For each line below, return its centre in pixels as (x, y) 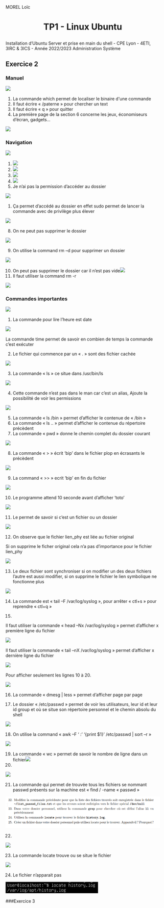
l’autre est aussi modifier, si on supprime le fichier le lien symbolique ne (85, 576)
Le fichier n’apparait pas (37, 875)
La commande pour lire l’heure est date (52, 320)
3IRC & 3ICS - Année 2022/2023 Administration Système (63, 49)
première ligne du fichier (30, 631)
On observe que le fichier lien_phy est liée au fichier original (73, 537)
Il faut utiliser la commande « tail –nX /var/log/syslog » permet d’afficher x (80, 650)
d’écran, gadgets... (32, 119)
